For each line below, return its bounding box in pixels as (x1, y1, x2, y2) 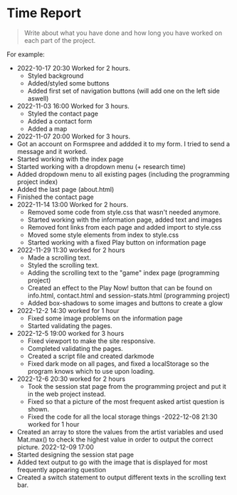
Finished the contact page (16, 193, 94, 201)
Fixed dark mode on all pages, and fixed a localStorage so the (27, 359, 209, 368)
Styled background (27, 71, 84, 80)
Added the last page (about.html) (16, 185, 115, 193)
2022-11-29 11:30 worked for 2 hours (16, 245, 125, 254)
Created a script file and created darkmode (27, 352, 154, 360)
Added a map (27, 124, 68, 133)
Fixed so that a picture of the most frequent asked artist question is (27, 397, 225, 406)
